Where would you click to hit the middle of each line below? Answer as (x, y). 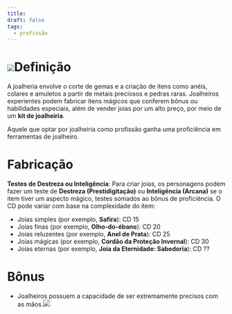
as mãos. (30, 304)
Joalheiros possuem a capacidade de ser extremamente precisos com (117, 296)
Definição (43, 67)
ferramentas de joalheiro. (43, 137)
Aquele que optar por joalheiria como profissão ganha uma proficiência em (114, 130)
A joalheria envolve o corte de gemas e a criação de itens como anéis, (107, 87)
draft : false (26, 20)
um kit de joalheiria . (36, 116)
